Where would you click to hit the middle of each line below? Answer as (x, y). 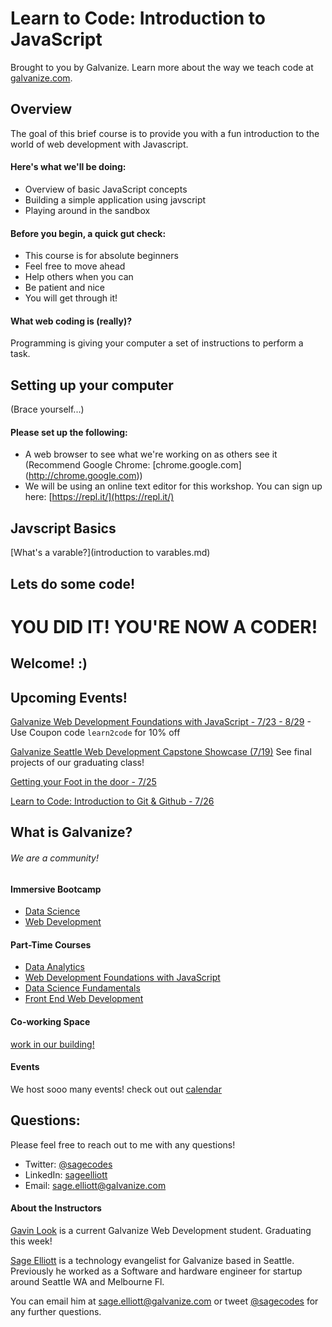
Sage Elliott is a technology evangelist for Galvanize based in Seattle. (152, 1260)
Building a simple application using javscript (115, 199)
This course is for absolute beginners (101, 256)
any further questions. (56, 1311)
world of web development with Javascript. (99, 144)
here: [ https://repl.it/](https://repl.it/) (99, 497)
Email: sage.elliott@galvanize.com (95, 1185)
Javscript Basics (63, 528)
